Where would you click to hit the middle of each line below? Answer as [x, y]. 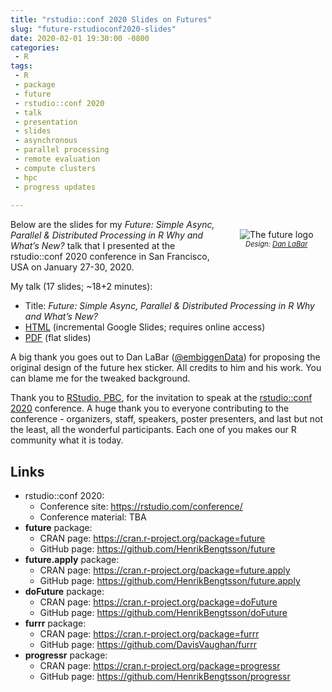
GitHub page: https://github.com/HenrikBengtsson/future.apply [170, 581]
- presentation [46, 122]
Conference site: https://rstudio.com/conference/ [141, 507]
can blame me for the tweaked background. [100, 378]
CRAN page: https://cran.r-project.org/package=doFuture [158, 602]
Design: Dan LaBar [276, 244]
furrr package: [55, 623]
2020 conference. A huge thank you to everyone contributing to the [150, 408]
